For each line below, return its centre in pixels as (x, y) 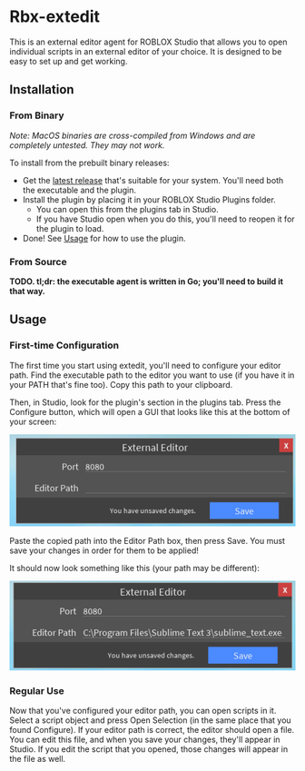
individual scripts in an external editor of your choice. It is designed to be (146, 51)
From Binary (37, 115)
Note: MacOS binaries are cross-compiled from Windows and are (133, 135)
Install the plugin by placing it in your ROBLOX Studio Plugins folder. (149, 199)
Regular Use (37, 691)
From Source (38, 262)
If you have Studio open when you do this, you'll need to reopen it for (165, 219)
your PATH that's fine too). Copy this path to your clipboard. (121, 384)
